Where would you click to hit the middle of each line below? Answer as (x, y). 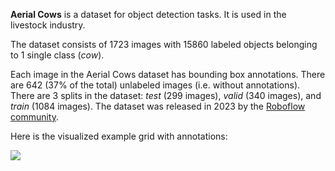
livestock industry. (48, 25)
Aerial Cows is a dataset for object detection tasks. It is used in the (148, 14)
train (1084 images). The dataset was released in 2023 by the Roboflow (158, 106)
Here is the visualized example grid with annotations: (119, 136)
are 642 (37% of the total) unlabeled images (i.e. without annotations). (155, 85)
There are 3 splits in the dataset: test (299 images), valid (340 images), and (166, 95)
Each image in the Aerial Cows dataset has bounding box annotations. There (168, 74)
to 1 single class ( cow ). (57, 55)
